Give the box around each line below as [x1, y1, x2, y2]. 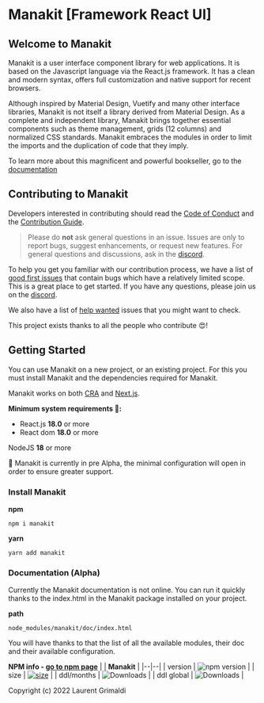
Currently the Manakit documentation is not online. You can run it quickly [8, 585, 246, 595]
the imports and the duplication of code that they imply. [8, 141, 189, 150]
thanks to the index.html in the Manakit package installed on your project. [8, 594, 247, 603]
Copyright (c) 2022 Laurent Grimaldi [8, 686, 126, 695]
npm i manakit [8, 519, 55, 528]
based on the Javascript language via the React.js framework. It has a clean [8, 67, 255, 76]
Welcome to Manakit [8, 37, 112, 51]
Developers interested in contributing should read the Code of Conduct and [8, 208, 255, 218]
